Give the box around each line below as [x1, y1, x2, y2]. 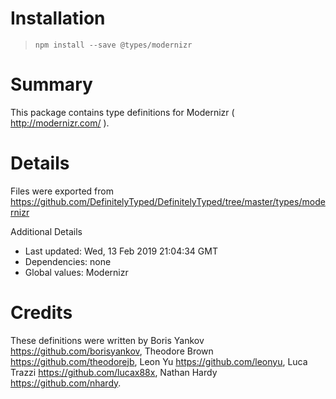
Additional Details [10, 225, 83, 237]
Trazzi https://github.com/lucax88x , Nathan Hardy [10, 366, 218, 378]
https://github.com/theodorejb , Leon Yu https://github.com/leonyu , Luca [10, 355, 308, 367]
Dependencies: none [24, 255, 112, 267]
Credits [10, 302, 73, 324]
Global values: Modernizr [24, 266, 129, 278]
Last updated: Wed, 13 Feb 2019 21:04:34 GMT [24, 245, 218, 257]
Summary [10, 73, 93, 96]
